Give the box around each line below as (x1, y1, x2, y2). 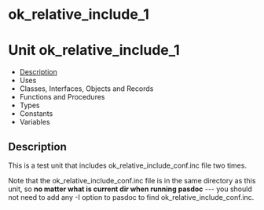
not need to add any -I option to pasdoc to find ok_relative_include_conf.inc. (8, 192, 255, 201)
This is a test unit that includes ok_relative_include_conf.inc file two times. (8, 161, 247, 170)
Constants (19, 109, 53, 118)
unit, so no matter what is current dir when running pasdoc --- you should (8, 184, 253, 194)
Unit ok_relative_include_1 (8, 42, 181, 60)
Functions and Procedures (19, 92, 105, 102)
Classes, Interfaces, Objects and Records (19, 84, 154, 93)
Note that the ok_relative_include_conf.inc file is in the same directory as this (8, 176, 256, 185)
